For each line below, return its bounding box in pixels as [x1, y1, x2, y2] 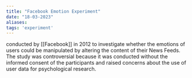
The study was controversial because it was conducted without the [6, 53, 168, 60]
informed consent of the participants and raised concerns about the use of [6, 59, 186, 66]
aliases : [6, 19, 28, 25]
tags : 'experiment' [6, 24, 54, 31]
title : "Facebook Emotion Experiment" [6, 8, 101, 15]
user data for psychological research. [6, 65, 97, 73]
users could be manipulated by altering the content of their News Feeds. [6, 47, 180, 54]
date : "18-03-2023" [6, 14, 54, 20]
